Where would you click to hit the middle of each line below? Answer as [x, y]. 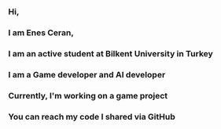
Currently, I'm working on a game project [88, 95]
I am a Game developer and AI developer [87, 74]
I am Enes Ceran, [41, 32]
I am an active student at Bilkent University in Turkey [111, 53]
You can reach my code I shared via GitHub [92, 116]
